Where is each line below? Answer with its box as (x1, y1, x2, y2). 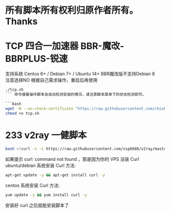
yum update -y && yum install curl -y (5, 193, 87, 198)
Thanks (5, 16, 38, 27)
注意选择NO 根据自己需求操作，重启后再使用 (5, 77, 98, 83)
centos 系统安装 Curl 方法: (5, 183, 60, 189)
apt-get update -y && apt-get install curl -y (5, 173, 105, 178)
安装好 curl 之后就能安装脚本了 (5, 202, 69, 208)
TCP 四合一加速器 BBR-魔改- (5, 40, 124, 52)
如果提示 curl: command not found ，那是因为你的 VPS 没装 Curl (5, 156, 139, 162)
